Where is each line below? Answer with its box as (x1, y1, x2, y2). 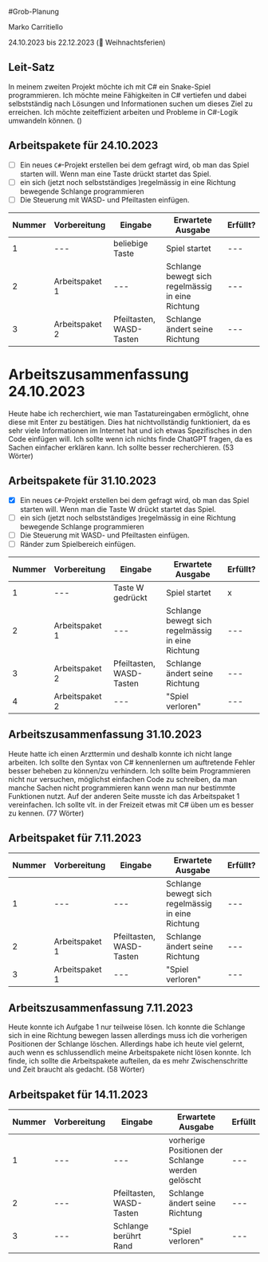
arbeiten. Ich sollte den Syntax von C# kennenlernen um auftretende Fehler (8, 757, 255, 767)
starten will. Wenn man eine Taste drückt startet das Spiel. (19, 169, 211, 179)
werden (168, 1165, 198, 1176)
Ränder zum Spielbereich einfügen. (19, 539, 136, 548)
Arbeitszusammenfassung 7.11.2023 (8, 1001, 194, 1015)
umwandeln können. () (8, 116, 82, 125)
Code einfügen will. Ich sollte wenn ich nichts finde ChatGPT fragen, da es (8, 434, 253, 443)
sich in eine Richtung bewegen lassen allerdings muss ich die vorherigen (8, 1031, 247, 1040)
